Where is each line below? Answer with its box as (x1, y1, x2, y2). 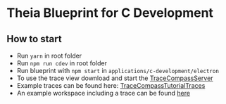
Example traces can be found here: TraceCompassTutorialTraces (16, 82, 206, 89)
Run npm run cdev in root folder (16, 59, 107, 67)
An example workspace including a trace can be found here (16, 89, 191, 97)
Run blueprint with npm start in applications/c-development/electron (16, 67, 220, 74)
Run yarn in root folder (16, 51, 82, 60)
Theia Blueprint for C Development (6, 5, 214, 21)
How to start (6, 33, 62, 45)
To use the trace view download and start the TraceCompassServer (16, 74, 213, 82)
